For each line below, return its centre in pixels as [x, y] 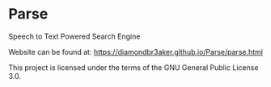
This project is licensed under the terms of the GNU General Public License [133, 67]
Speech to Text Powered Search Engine [74, 36]
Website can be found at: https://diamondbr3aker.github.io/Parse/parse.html [135, 52]
